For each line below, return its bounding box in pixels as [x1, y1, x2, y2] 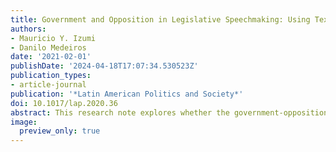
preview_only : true [19, 126, 101, 136]
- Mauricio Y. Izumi [10, 33, 97, 43]
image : [10, 117, 38, 127]
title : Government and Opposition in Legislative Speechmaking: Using [10, 14, 311, 25]
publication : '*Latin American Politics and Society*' [10, 89, 244, 99]
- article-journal [10, 80, 87, 90]
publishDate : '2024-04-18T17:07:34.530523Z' [10, 61, 199, 71]
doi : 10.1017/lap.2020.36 [10, 98, 118, 108]
